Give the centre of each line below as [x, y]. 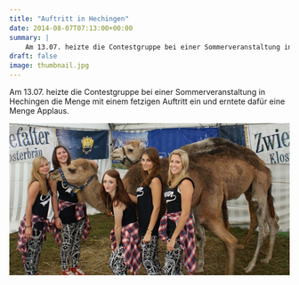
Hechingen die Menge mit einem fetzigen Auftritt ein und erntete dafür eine [147, 101]
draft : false [33, 56]
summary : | [29, 37]
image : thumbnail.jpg [49, 66]
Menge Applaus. [39, 111]
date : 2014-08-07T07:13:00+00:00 [71, 28]
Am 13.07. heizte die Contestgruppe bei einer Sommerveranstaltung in [137, 92]
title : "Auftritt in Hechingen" [69, 19]
